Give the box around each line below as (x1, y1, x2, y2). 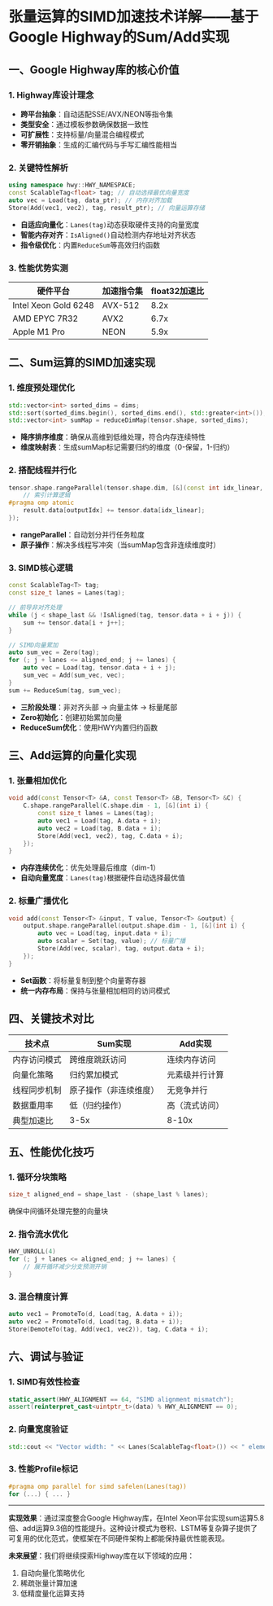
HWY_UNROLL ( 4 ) (8, 1248, 57, 1256)
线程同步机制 (12, 1084, 63, 1095)
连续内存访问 (167, 1054, 217, 1065)
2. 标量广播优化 (8, 895, 69, 906)
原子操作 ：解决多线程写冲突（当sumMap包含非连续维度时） (19, 539, 221, 550)
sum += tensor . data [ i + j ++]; (23, 618, 126, 627)
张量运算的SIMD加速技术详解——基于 (8, 7, 259, 26)
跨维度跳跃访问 (69, 1054, 128, 1065)
